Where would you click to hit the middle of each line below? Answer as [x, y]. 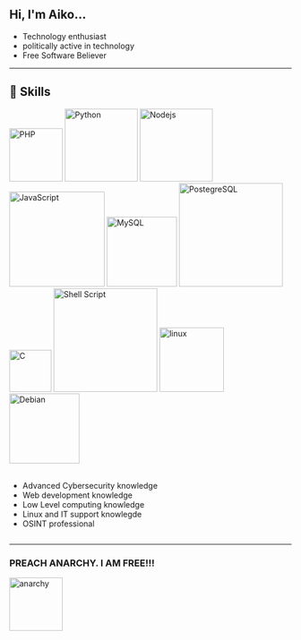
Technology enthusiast [64, 36]
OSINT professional [58, 524]
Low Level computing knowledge [83, 504]
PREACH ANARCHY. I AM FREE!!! [82, 563]
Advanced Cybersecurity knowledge [90, 485]
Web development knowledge [77, 495]
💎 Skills [30, 92]
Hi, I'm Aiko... [48, 15]
